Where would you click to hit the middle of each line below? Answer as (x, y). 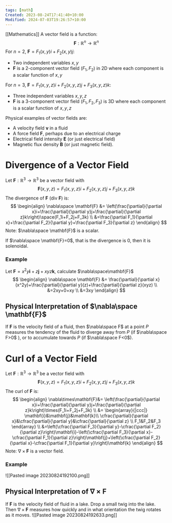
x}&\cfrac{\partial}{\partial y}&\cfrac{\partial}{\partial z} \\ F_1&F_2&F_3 (86, 421)
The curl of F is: (22, 391)
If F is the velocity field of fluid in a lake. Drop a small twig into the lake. (80, 504)
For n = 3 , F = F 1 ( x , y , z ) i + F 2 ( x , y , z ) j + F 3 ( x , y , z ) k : (58, 85)
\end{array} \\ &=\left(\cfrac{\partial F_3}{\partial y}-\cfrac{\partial (81, 426)
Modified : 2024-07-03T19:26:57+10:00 (46, 20)
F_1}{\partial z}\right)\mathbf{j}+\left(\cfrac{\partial (97, 437)
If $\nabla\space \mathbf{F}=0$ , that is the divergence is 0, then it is (78, 240)
